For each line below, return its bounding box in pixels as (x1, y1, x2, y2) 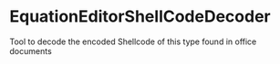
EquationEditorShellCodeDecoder (9, 6, 271, 27)
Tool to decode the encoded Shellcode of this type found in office (9, 36, 257, 47)
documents (9, 45, 52, 56)
